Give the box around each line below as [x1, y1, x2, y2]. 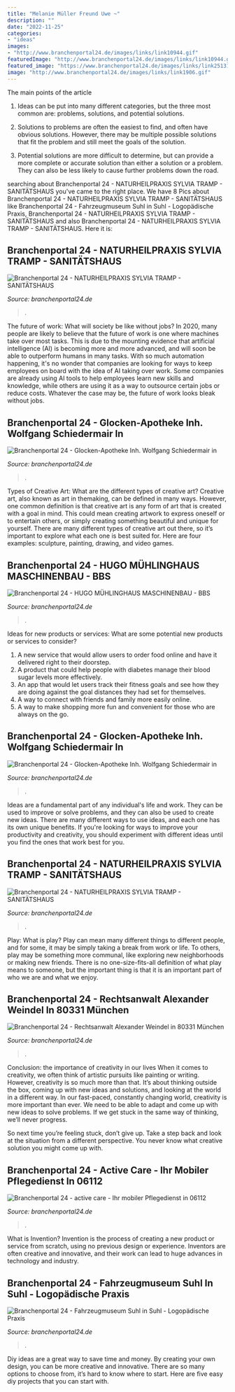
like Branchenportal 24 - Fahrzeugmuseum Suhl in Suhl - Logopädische [7, 202, 214, 210]
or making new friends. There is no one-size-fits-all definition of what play [7, 958, 222, 966]
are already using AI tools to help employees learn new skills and [7, 374, 194, 382]
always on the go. [17, 710, 69, 718]
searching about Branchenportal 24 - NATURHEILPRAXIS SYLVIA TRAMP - [7, 179, 222, 188]
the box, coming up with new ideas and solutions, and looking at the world [7, 1086, 222, 1094]
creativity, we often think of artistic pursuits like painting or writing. [7, 1071, 199, 1079]
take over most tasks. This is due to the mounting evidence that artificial [7, 337, 215, 345]
